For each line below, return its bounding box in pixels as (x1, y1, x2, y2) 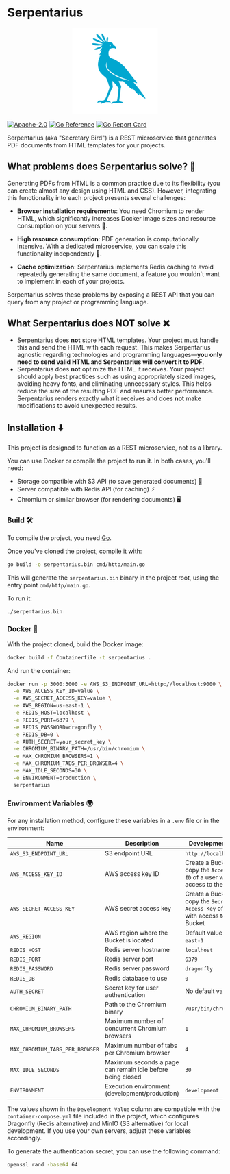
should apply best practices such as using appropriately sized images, (16, 372, 216, 380)
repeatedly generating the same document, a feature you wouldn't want (16, 269, 220, 278)
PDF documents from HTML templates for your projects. (7, 140, 166, 149)
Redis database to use (105, 974, 168, 982)
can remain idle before (105, 1065, 168, 1073)
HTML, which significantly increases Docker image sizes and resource (16, 214, 216, 222)
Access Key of (184, 905, 224, 913)
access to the (184, 881, 224, 889)
